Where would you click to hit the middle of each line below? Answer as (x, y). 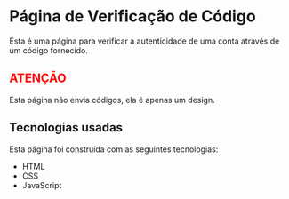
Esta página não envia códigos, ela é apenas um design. (112, 99)
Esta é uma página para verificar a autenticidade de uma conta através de (144, 41)
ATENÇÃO (38, 79)
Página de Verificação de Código (132, 16)
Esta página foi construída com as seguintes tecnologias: (114, 149)
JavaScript (42, 185)
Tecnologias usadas (66, 127)
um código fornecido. (49, 50)
